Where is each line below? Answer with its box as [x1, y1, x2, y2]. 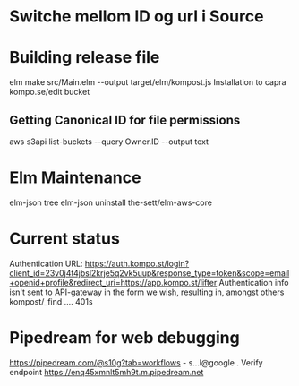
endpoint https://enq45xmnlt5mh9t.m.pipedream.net [9, 366, 204, 377]
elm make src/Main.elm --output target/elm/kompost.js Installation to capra [9, 77, 286, 88]
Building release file [9, 47, 160, 68]
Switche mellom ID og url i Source [9, 6, 264, 27]
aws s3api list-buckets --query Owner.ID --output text [9, 136, 209, 147]
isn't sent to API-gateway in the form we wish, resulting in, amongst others [9, 287, 285, 297]
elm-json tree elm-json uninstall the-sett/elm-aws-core [9, 197, 213, 208]
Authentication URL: [9, 258, 83, 269]
